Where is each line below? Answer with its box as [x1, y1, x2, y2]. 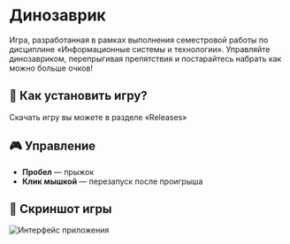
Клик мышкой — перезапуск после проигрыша [21, 176, 203, 187]
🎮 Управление [9, 139, 96, 154]
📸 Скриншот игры [9, 201, 112, 217]
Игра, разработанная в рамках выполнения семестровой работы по [9, 34, 269, 45]
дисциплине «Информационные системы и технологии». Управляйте [9, 43, 271, 54]
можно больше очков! [9, 63, 93, 73]
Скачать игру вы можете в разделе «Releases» [9, 111, 187, 122]
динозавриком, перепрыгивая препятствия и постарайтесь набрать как [9, 53, 282, 64]
